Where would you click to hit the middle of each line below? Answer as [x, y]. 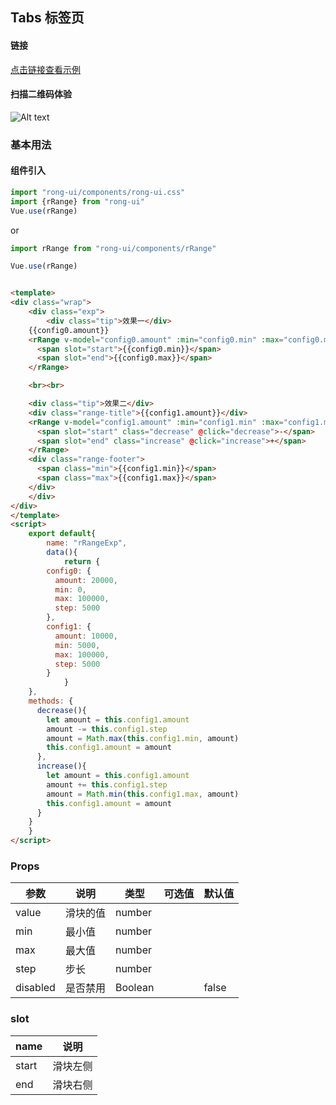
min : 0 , [70, 589]
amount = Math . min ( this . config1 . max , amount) [143, 794]
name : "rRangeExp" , [87, 543]
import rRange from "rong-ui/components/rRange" [113, 248]
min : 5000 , [77, 645]
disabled [35, 988]
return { [82, 561]
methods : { [51, 701]
